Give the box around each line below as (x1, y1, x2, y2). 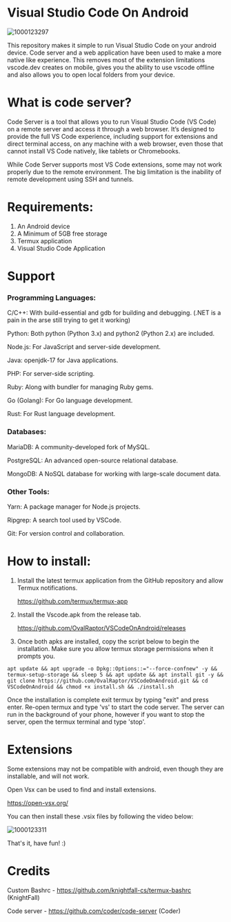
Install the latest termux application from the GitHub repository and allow (17, 576, 224, 585)
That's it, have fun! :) (7, 838, 66, 847)
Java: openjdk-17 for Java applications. (7, 356, 119, 364)
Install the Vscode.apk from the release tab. (17, 610, 141, 619)
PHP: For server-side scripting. (7, 370, 95, 378)
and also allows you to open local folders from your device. (7, 70, 175, 79)
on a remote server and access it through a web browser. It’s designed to (7, 124, 215, 133)
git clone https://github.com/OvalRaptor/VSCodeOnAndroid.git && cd (7, 677, 208, 684)
